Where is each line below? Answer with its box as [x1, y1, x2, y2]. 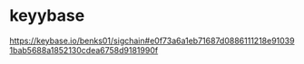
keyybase [9, 5, 85, 26]
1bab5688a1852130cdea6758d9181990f [9, 44, 159, 55]
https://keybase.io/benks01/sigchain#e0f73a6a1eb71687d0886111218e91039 [9, 35, 295, 46]
